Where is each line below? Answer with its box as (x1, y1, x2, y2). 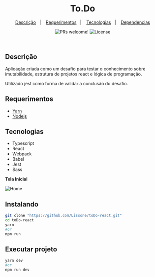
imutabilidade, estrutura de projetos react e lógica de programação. (5, 71, 142, 77)
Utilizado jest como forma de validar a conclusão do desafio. (5, 80, 128, 86)
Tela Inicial (5, 176, 28, 182)
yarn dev (5, 258, 23, 263)
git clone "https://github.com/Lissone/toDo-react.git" (5, 213, 122, 218)
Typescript (12, 140, 34, 146)
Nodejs (12, 113, 27, 119)
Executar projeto (5, 245, 58, 253)
